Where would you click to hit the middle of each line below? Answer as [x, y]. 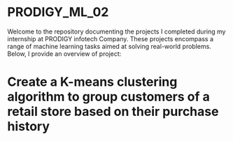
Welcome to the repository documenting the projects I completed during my [116, 31]
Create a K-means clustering [92, 82]
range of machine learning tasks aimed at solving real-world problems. [109, 46]
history [29, 127]
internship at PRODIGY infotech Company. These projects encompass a [110, 38]
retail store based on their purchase [113, 112]
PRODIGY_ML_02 [58, 12]
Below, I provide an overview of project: [64, 54]
